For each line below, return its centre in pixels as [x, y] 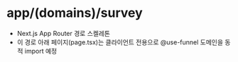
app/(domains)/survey [75, 13]
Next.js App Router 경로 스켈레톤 [64, 33]
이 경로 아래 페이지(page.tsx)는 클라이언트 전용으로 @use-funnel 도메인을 [120, 42]
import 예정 [41, 51]
